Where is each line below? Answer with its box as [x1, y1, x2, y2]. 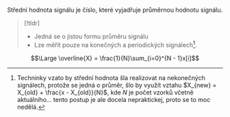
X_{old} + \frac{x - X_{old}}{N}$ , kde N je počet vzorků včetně [16, 88, 194, 96]
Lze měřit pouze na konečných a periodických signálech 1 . [34, 40, 197, 49]
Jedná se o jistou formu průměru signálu [34, 32, 149, 40]
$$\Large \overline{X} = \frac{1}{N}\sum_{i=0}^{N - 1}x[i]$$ [30, 54, 200, 62]
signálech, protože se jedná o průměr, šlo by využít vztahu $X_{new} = [16, 81, 217, 89]
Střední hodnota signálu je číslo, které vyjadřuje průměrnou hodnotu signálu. [7, 6, 223, 14]
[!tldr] [23, 19, 40, 27]
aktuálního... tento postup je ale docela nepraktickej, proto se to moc [16, 95, 211, 103]
